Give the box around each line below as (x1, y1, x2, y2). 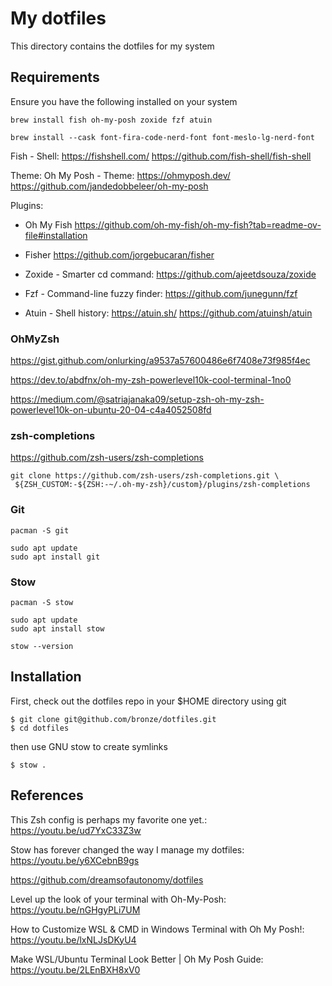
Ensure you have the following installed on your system (10, 95, 238, 107)
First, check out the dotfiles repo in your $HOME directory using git (10, 695, 287, 707)
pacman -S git (10, 525, 70, 536)
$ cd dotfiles (10, 723, 70, 733)
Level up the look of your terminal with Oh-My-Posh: (10, 893, 227, 905)
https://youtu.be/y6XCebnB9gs (10, 854, 140, 866)
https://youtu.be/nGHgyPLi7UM (10, 903, 141, 916)
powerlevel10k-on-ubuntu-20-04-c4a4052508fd (10, 404, 212, 416)
